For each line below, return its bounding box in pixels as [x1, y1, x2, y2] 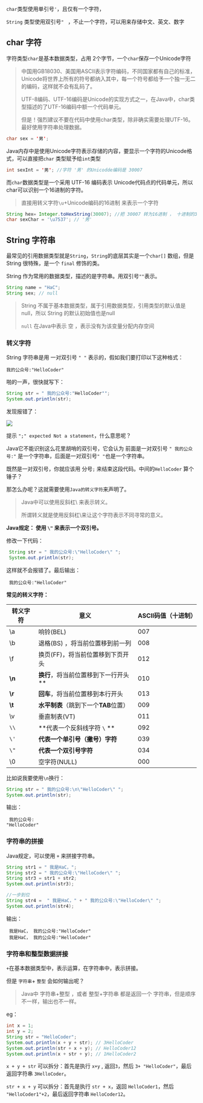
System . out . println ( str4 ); [6, 903, 74, 909]
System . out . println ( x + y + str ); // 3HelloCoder [6, 1040, 134, 1046]
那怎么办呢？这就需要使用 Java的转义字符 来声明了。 [6, 486, 130, 493]
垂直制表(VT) [38, 712, 76, 721]
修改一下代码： [6, 537, 43, 544]
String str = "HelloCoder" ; [6, 1033, 77, 1040]
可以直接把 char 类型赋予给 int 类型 [16, 155, 101, 162]
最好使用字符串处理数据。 [21, 123, 85, 131]
